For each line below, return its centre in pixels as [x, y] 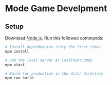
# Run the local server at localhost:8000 [49, 60]
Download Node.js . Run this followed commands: [54, 38]
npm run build [19, 78]
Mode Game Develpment [56, 8]
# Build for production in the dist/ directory [54, 73]
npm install [17, 51]
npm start [15, 65]
